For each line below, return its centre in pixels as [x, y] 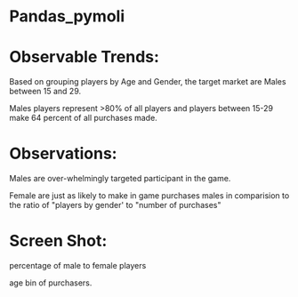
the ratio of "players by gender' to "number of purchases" [115, 205]
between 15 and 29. [45, 92]
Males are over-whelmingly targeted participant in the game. [120, 179]
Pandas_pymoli [67, 16]
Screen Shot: [58, 241]
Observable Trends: [85, 57]
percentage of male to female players [78, 265]
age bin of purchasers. [51, 283]
